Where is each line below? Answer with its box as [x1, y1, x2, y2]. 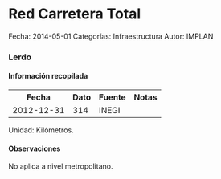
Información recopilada [8, 71, 88, 81]
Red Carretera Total [8, 5, 141, 23]
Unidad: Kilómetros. [8, 125, 74, 135]
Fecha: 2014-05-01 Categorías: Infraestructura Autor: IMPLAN [8, 31, 214, 41]
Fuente [99, 92, 126, 103]
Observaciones [8, 144, 61, 153]
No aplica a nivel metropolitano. [8, 161, 113, 171]
